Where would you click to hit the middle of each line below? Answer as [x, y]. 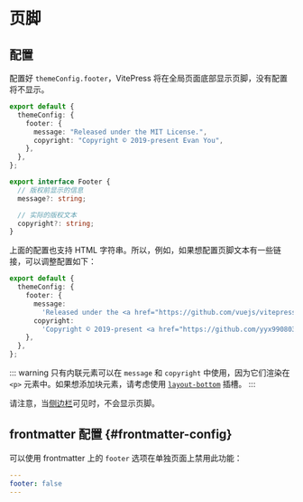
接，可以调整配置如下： [53, 261]
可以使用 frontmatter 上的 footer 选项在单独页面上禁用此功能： [126, 458]
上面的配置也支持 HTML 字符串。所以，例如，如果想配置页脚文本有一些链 [145, 251]
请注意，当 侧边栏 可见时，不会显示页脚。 [84, 403]
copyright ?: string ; [56, 223]
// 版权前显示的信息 [50, 190]
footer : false [36, 483]
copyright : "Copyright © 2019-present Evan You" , [128, 140]
